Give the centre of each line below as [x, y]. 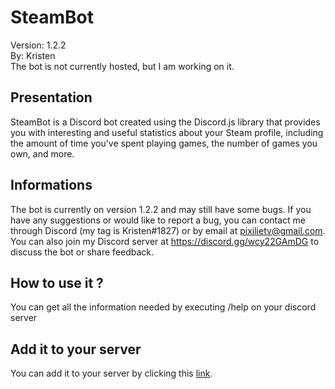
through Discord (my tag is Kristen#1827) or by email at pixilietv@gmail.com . [168, 230]
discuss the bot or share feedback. [82, 252]
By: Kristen [33, 55]
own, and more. [42, 153]
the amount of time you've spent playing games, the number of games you [164, 143]
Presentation [51, 97]
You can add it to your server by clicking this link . [111, 373]
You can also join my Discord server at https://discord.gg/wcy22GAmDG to [165, 241]
